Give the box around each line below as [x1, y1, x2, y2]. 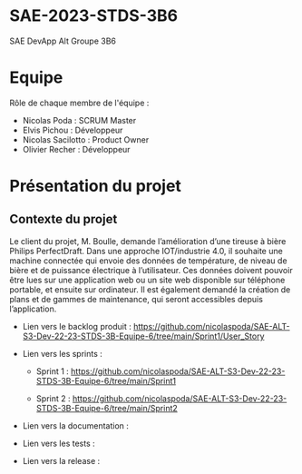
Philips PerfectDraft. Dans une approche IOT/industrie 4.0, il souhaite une [9, 245, 283, 256]
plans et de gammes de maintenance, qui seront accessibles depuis [9, 293, 263, 304]
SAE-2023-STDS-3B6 [9, 5, 179, 26]
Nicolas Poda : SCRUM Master [22, 114, 137, 125]
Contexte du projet [9, 212, 118, 227]
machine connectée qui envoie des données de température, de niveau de [9, 255, 287, 266]
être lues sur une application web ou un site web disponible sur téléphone [9, 274, 286, 285]
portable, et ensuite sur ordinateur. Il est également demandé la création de [9, 283, 291, 295]
